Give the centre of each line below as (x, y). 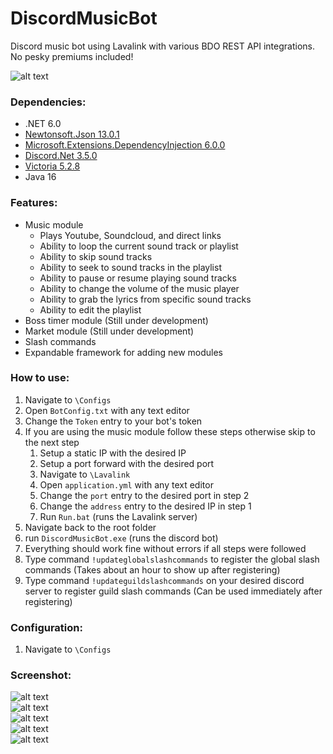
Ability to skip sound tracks (96, 256)
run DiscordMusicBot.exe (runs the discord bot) (121, 538)
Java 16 (40, 177)
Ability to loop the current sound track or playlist (139, 246)
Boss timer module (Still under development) (116, 320)
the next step (52, 442)
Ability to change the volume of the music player (139, 288)
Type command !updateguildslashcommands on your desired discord (164, 580)
